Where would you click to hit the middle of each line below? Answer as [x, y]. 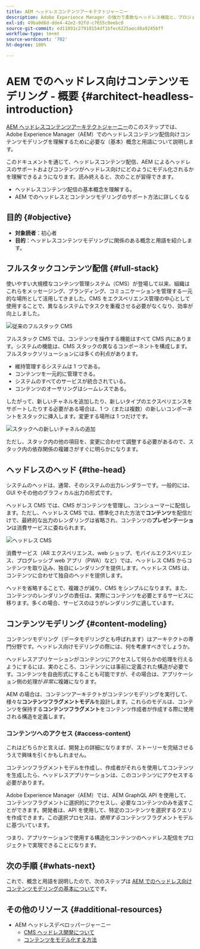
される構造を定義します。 [37, 717]
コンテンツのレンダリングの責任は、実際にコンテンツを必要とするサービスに [100, 596]
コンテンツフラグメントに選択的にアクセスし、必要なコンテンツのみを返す [97, 803]
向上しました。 [24, 314]
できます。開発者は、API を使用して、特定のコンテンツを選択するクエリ [104, 810]
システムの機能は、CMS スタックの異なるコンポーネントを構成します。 [103, 346]
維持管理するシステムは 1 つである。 [59, 367]
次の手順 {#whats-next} [51, 866]
